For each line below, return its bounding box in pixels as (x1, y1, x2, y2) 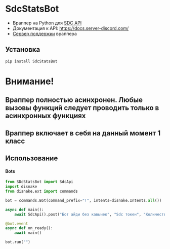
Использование (5, 154, 58, 163)
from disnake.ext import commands (5, 189, 78, 194)
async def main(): (5, 207, 44, 212)
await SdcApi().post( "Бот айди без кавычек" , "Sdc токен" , (14, 211, 142, 217)
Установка (5, 45, 40, 54)
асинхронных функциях (5, 112, 86, 120)
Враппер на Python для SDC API (12, 20, 82, 26)
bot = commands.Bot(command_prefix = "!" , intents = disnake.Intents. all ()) (5, 198, 162, 203)
